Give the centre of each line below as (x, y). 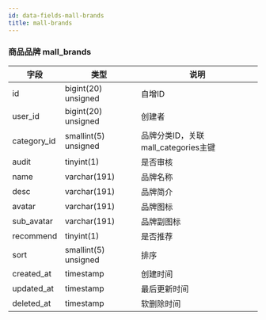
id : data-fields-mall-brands (56, 15)
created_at (32, 273)
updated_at (33, 288)
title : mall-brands (40, 23)
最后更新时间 (165, 288)
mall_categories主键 (179, 147)
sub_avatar (32, 221)
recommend (35, 236)
